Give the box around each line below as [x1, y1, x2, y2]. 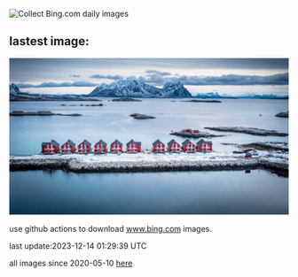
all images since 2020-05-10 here [9, 258, 133, 269]
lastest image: [9, 34, 90, 49]
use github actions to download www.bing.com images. [9, 224, 213, 235]
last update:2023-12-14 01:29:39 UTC [9, 241, 147, 251]
